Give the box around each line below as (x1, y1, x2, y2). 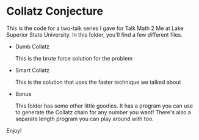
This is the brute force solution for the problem (15, 54, 133, 62)
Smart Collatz (15, 66, 50, 74)
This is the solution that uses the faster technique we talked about (15, 78, 181, 86)
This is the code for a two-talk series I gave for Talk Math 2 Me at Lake (6, 24, 184, 32)
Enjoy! (6, 127, 23, 134)
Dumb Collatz (15, 43, 50, 50)
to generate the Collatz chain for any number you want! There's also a (15, 108, 191, 116)
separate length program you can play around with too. (15, 115, 154, 122)
